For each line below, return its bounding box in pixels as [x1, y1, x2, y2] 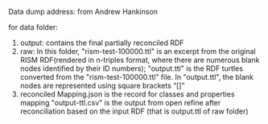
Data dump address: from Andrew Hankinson [8, 7, 159, 16]
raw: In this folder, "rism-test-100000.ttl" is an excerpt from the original [19, 47, 256, 56]
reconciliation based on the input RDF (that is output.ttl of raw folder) [19, 106, 249, 116]
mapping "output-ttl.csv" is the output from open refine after [19, 98, 221, 107]
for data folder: [8, 23, 58, 31]
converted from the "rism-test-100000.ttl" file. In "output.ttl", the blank [19, 72, 254, 81]
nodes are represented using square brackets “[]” [19, 81, 185, 90]
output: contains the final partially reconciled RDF [19, 38, 184, 48]
